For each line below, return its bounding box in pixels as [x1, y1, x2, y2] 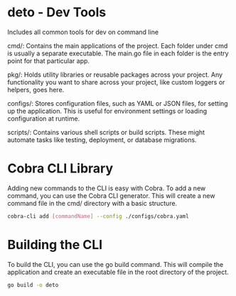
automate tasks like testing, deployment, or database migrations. [7, 136, 197, 144]
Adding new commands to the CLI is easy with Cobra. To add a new [7, 184, 206, 192]
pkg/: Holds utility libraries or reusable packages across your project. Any [7, 70, 222, 79]
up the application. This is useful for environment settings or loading [7, 106, 208, 115]
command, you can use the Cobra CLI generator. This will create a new [7, 191, 215, 199]
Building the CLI [7, 236, 103, 253]
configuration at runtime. [7, 114, 80, 123]
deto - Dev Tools [7, 4, 107, 21]
